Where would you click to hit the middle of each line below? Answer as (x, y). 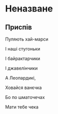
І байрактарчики (23, 58)
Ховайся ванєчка (23, 87)
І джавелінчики (21, 68)
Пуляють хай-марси (27, 39)
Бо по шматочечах (25, 97)
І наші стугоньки (23, 49)
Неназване (29, 9)
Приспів (19, 27)
